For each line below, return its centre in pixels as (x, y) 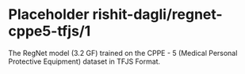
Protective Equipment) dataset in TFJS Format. (84, 61)
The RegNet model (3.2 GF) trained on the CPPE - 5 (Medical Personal (123, 53)
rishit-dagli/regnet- (158, 15)
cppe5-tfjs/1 (50, 31)
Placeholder (49, 15)
